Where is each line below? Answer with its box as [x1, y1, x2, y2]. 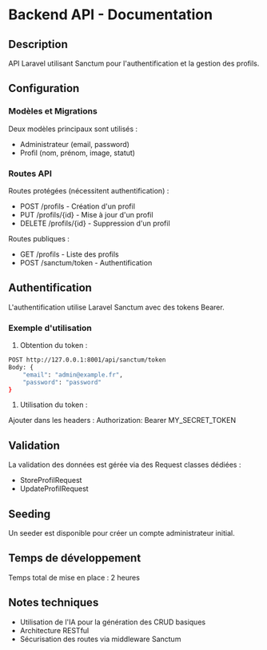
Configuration [8, 82, 80, 95]
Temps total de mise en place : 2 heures [8, 572, 140, 582]
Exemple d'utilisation [8, 322, 92, 333]
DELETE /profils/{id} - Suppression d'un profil [19, 218, 170, 228]
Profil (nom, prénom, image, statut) [19, 148, 136, 158]
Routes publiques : [8, 233, 70, 243]
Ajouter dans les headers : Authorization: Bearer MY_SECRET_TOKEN [8, 416, 237, 425]
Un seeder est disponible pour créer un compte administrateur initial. [8, 528, 235, 538]
